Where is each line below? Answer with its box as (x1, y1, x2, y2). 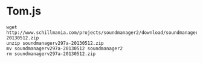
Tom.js (6, 4, 41, 18)
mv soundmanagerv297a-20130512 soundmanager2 (6, 45, 123, 51)
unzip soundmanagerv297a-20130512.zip (6, 40, 104, 46)
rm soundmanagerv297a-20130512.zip (6, 50, 96, 57)
